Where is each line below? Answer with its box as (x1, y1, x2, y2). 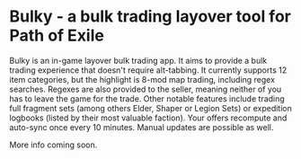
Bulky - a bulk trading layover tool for (9, 6, 292, 27)
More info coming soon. (9, 139, 98, 150)
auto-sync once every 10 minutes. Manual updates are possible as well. (9, 121, 274, 132)
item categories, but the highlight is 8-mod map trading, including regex (9, 74, 276, 84)
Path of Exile (9, 25, 105, 46)
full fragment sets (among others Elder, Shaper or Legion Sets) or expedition (9, 102, 292, 113)
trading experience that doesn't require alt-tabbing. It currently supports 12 (9, 65, 288, 75)
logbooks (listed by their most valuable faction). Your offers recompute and (9, 112, 288, 123)
